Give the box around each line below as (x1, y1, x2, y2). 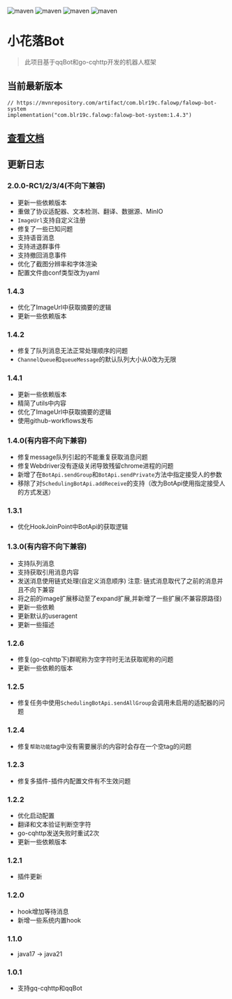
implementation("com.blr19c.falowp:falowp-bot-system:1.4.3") (7, 111, 192, 118)
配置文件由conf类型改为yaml (17, 268, 100, 277)
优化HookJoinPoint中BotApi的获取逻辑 (17, 523, 128, 531)
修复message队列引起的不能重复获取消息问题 (17, 453, 148, 462)
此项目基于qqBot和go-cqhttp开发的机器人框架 (24, 57, 157, 66)
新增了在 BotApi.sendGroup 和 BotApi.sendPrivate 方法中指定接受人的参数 (17, 470, 222, 479)
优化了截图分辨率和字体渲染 (17, 259, 98, 268)
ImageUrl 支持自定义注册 (17, 216, 86, 224)
